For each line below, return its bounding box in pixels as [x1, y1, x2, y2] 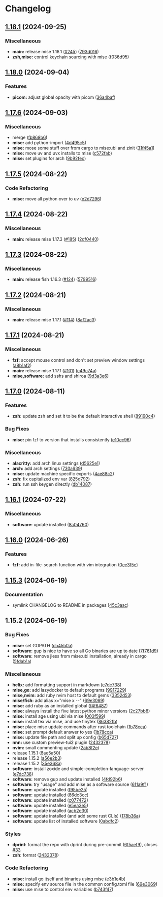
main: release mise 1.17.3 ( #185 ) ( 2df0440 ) [12, 236, 99, 242]
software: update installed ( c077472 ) [12, 797, 89, 803]
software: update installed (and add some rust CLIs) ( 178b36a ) [12, 813, 140, 819]
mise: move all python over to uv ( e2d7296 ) [12, 195, 102, 201]
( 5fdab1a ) [12, 658, 32, 664]
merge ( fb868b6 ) [12, 134, 48, 141]
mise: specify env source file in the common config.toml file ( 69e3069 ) [12, 881, 158, 887]
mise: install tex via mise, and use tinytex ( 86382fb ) [12, 719, 118, 725]
